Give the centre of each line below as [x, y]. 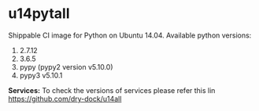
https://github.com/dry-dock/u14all [65, 98]
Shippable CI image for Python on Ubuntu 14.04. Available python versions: [130, 35]
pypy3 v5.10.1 [41, 75]
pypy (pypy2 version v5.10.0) [66, 66]
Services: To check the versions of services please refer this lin [112, 90]
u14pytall [39, 14]
